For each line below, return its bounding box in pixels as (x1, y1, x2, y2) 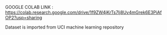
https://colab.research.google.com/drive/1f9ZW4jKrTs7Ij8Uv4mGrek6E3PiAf (5, 9, 162, 15)
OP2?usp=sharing (5, 15, 42, 20)
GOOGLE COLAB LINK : (5, 4, 53, 10)
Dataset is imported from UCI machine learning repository (5, 24, 124, 30)
